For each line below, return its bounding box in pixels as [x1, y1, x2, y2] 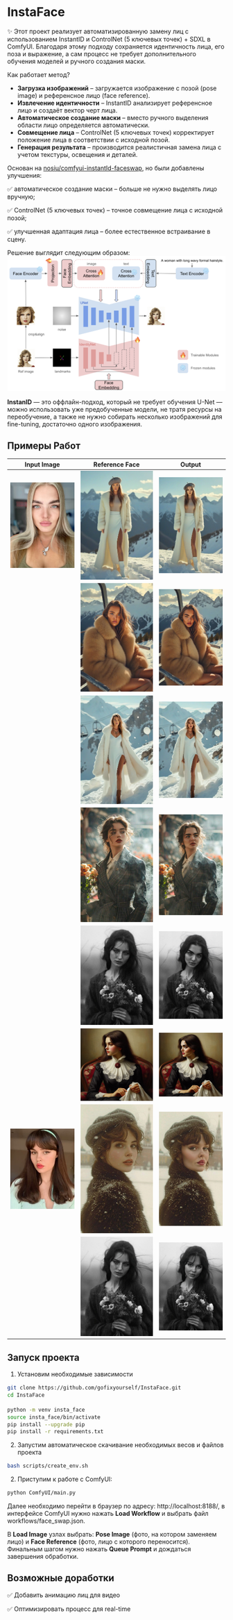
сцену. [7, 235, 26, 243]
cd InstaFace [7, 1392, 45, 1399]
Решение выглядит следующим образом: [7, 248, 130, 257]
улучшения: [7, 171, 42, 179]
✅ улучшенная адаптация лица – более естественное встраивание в [7, 227, 211, 235]
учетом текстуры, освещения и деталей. [17, 150, 138, 158]
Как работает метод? [7, 70, 71, 78]
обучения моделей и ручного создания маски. [7, 57, 146, 65]
